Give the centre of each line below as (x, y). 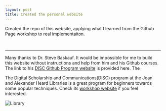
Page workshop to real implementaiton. (45, 34)
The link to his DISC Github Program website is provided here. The (72, 68)
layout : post (19, 10)
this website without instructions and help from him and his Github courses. (82, 63)
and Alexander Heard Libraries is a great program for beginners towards (79, 83)
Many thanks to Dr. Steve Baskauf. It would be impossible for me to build (79, 57)
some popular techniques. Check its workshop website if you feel (72, 88)
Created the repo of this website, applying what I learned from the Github (80, 28)
